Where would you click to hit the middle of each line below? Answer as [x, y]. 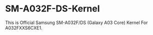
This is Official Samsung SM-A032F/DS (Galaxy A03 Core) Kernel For [76, 22]
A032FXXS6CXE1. [24, 27]
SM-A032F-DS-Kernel [52, 9]
